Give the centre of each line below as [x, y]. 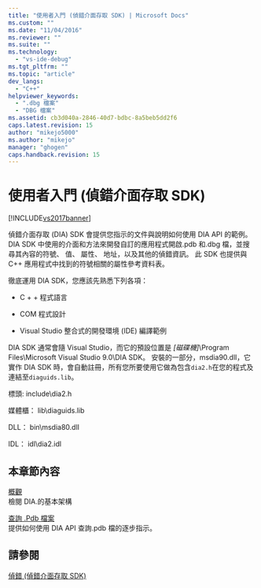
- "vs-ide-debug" [44, 60]
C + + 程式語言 [44, 298]
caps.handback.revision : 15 [54, 154]
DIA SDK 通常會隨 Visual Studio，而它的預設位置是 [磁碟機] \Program [119, 348]
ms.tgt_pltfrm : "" [38, 67]
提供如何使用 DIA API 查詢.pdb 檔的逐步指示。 [83, 528]
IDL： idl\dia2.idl [35, 444]
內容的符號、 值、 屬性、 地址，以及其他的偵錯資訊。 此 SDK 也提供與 [134, 254]
